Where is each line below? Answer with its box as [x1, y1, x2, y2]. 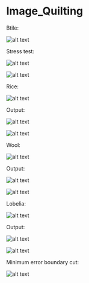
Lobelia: [6, 200, 26, 207]
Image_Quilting [6, 4, 83, 18]
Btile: [6, 24, 19, 31]
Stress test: [6, 47, 35, 55]
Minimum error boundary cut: [6, 258, 79, 265]
